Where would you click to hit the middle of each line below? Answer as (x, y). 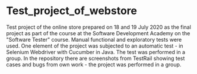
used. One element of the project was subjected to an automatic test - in (95, 46)
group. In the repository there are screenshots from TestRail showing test (96, 58)
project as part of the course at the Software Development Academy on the (98, 33)
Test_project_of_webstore (72, 11)
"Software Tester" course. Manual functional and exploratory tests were (94, 39)
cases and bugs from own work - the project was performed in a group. (94, 64)
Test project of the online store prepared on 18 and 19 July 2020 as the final (99, 27)
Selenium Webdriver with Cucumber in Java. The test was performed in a (96, 52)
